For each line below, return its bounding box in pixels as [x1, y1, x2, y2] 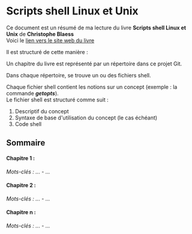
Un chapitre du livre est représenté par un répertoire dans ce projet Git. [6, 60, 182, 67]
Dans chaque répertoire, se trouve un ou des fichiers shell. [6, 71, 151, 79]
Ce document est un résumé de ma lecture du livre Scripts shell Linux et [6, 24, 187, 31]
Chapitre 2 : [6, 182, 36, 189]
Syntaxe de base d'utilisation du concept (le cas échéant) [14, 114, 158, 121]
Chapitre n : [6, 209, 36, 216]
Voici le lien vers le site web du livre [6, 37, 95, 44]
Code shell [14, 120, 42, 127]
